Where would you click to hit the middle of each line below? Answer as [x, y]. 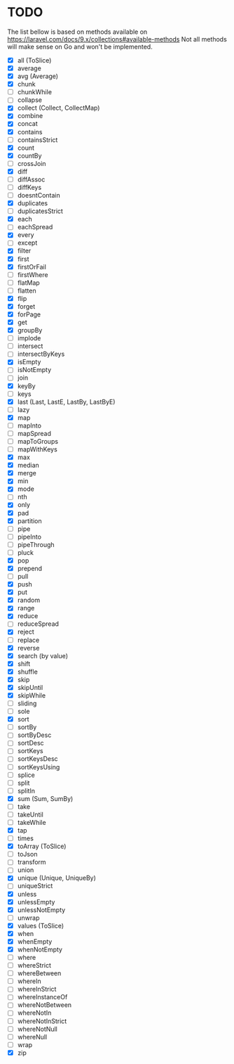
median [28, 466]
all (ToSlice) [34, 60]
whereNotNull [37, 1029]
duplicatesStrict [40, 211]
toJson [27, 854]
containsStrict [37, 140]
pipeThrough [36, 544]
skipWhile [32, 695]
